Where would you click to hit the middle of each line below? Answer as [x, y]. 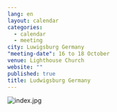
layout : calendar [33, 21]
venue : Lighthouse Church [46, 61]
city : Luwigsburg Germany [46, 47]
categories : [25, 27]
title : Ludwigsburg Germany [49, 80]
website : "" [25, 67]
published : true [31, 73]
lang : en [20, 14]
